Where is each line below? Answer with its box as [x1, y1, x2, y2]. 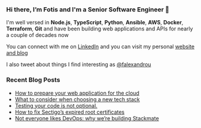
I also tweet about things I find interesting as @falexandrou [6, 61, 151, 68]
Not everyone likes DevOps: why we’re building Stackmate [14, 114, 160, 121]
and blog [6, 49, 28, 57]
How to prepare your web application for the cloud [14, 89, 139, 96]
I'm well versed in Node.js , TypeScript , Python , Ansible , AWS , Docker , [6, 19, 184, 26]
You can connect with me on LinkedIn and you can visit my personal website [6, 43, 195, 50]
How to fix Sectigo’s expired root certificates [14, 108, 125, 115]
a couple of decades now [6, 32, 69, 39]
